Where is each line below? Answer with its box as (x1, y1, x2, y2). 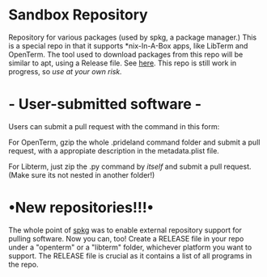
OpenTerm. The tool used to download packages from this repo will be (8, 49, 244, 59)
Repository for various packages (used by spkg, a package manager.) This (8, 32, 257, 42)
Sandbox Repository (8, 6, 148, 24)
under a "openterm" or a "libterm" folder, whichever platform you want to (8, 242, 252, 252)
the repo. (8, 259, 39, 269)
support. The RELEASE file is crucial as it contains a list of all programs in (8, 250, 252, 260)
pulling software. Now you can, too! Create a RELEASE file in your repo (8, 233, 244, 243)
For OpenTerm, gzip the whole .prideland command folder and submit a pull (8, 137, 261, 147)
